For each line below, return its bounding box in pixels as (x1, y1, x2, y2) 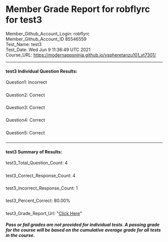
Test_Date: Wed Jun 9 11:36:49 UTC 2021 (5, 46, 91, 52)
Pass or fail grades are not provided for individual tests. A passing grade (5, 221, 160, 228)
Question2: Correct (5, 91, 45, 98)
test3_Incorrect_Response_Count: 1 (5, 185, 78, 191)
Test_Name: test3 (5, 41, 42, 47)
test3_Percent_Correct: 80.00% (5, 197, 71, 203)
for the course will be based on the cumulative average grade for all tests (5, 227, 161, 233)
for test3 (5, 14, 42, 25)
